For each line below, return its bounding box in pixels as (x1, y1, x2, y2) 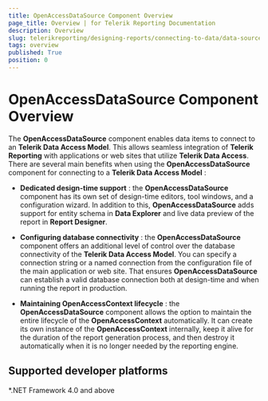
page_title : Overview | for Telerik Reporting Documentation (8, 19, 216, 27)
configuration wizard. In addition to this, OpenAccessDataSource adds (19, 200, 254, 210)
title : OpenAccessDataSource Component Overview (8, 11, 173, 20)
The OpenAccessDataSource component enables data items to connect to (8, 133, 255, 143)
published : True (8, 49, 62, 57)
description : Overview (8, 26, 84, 34)
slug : (8, 33, 26, 42)
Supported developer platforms (8, 364, 168, 378)
